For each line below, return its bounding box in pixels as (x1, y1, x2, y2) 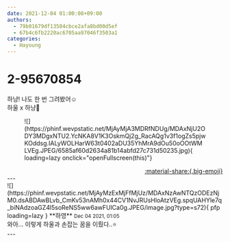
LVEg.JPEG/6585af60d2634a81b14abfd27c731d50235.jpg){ (24, 146, 193, 154)
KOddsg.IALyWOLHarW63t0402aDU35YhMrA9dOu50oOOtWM (24, 138, 203, 147)
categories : (7, 36, 41, 43)
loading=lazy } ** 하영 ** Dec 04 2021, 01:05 (7, 211, 120, 219)
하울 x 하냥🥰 (7, 104, 40, 112)
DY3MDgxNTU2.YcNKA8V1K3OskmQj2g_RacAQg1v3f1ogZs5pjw (24, 132, 206, 140)
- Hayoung (13, 42, 41, 49)
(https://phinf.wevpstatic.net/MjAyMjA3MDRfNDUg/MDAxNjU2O (24, 124, 205, 132)
